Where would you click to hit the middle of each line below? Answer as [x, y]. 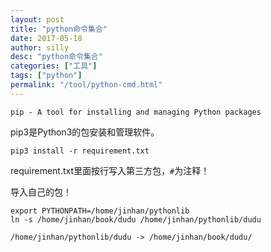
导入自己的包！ [41, 192]
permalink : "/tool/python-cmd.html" [86, 85]
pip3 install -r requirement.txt [80, 151]
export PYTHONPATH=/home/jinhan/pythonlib [100, 211]
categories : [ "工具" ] [54, 66]
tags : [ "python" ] [46, 76]
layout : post [37, 19]
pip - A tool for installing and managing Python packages [136, 112]
